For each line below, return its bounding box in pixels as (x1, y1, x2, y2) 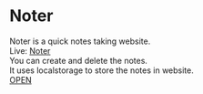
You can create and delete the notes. (9, 55, 148, 66)
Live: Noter (9, 45, 51, 56)
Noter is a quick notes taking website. (9, 36, 151, 47)
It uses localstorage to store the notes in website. (9, 65, 194, 76)
